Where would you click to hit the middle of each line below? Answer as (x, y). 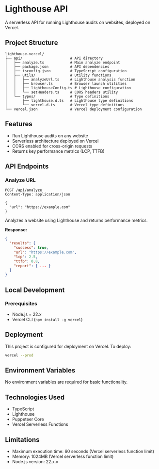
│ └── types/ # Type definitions (57, 96)
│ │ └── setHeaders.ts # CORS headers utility (62, 92)
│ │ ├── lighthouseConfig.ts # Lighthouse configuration (68, 88)
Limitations (22, 440)
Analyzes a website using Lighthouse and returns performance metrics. (76, 220)
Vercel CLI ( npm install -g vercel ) (47, 319)
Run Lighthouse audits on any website (50, 136)
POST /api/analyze (24, 190)
